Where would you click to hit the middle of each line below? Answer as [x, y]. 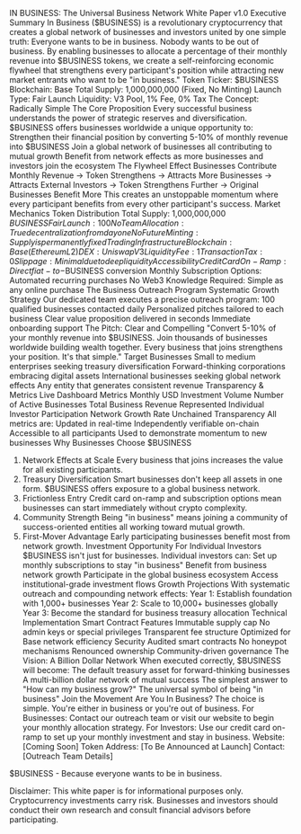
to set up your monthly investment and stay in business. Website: [164, 737]
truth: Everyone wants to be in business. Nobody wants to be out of [134, 41]
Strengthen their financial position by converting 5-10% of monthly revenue [149, 137]
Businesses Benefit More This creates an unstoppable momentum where [144, 194]
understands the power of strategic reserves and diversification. [128, 118]
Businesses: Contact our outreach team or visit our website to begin [148, 718]
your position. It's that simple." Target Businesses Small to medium [133, 357]
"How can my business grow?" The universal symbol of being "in [142, 689]
